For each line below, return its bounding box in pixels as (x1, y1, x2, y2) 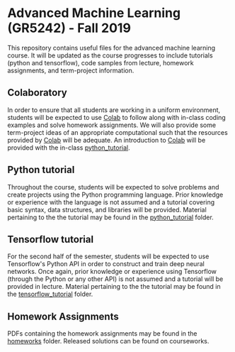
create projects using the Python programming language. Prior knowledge (7, 190, 224, 199)
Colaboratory (7, 87, 67, 99)
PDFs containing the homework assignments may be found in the (7, 329, 197, 338)
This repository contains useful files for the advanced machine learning (7, 43, 216, 52)
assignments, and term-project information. (7, 66, 134, 75)
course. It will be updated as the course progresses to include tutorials (7, 51, 214, 60)
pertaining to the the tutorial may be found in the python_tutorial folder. (7, 213, 214, 221)
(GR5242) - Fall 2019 (7, 20, 131, 36)
